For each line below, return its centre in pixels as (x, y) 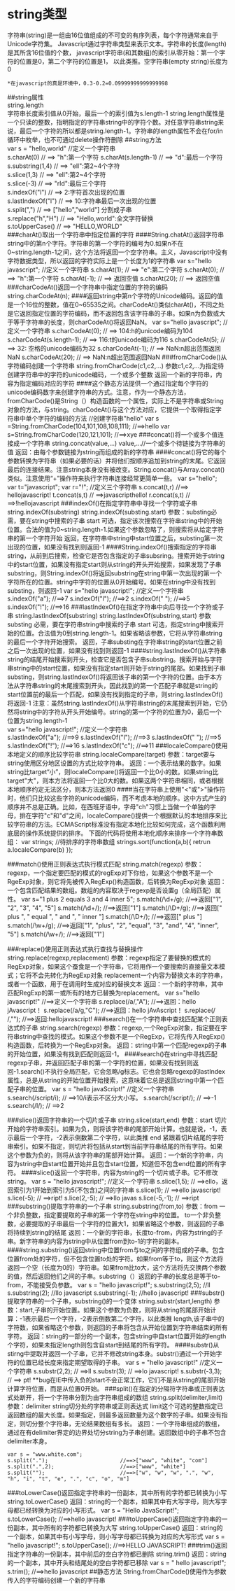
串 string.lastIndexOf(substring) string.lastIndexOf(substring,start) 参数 (109, 615)
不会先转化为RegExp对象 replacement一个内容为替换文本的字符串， (129, 975)
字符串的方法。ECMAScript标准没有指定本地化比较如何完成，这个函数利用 (119, 824)
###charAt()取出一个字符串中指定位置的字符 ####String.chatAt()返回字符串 (116, 234)
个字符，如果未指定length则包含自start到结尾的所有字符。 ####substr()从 (113, 1345)
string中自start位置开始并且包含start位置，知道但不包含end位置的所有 (120, 1163)
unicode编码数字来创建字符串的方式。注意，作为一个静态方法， (99, 392)
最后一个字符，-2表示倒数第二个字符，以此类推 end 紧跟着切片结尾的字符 (119, 1137)
